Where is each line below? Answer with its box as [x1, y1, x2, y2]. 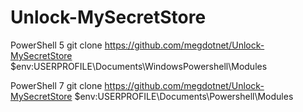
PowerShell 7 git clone [10, 79, 103, 91]
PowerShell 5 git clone [10, 39, 103, 51]
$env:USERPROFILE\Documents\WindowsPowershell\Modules [10, 60, 268, 72]
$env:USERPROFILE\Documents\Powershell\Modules [74, 90, 294, 102]
